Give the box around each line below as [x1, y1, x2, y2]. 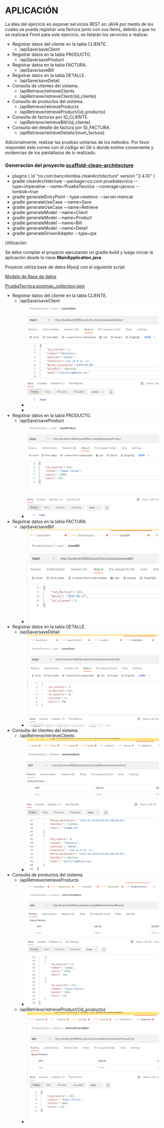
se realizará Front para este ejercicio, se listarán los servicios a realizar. [5, 31, 149, 37]
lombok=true [12, 189, 39, 195]
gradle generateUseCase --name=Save [12, 199, 92, 205]
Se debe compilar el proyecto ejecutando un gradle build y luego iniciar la [5, 249, 153, 255]
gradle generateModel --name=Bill [12, 220, 82, 226]
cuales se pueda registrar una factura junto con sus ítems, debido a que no [5, 26, 156, 32]
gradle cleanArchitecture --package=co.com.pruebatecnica [12, 178, 133, 184]
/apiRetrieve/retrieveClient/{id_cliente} [19, 93, 97, 99]
